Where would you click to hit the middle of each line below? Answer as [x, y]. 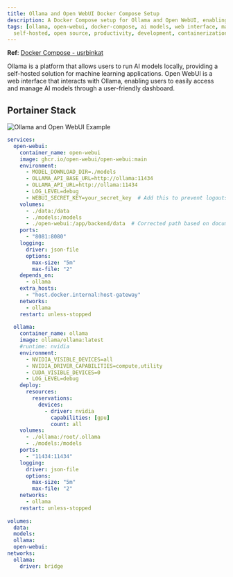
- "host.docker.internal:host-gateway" [83, 295]
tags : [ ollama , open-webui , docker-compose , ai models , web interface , [113, 26]
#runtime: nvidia [45, 347]
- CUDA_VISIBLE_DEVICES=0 [63, 373]
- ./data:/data [48, 211]
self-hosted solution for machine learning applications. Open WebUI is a [110, 74]
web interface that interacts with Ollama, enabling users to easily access [111, 81]
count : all [66, 424]
